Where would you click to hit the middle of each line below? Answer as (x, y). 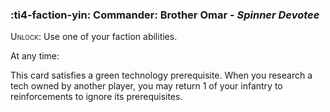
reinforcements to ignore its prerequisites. (96, 97)
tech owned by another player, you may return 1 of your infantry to (146, 86)
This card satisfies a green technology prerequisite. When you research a (161, 75)
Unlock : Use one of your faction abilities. (94, 37)
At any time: (35, 56)
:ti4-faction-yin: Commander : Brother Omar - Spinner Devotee (165, 15)
